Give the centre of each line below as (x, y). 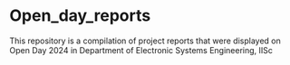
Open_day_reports (80, 16)
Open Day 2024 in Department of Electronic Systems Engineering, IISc (141, 50)
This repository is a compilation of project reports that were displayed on (145, 41)
